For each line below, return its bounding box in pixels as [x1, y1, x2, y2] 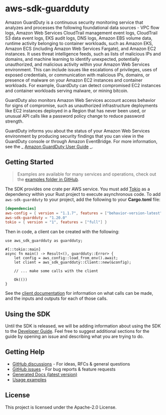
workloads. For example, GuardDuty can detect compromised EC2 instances [5, 82, 161, 88]
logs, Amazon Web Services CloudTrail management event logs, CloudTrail [5, 30, 158, 36]
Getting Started [5, 158, 54, 166]
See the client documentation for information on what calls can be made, [5, 290, 153, 296]
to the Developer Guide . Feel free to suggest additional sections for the [5, 328, 150, 334]
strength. [5, 118, 24, 124]
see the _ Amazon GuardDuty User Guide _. [5, 143, 93, 149]
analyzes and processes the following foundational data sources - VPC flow [5, 24, 160, 30]
